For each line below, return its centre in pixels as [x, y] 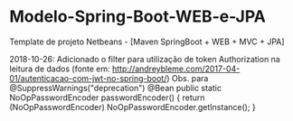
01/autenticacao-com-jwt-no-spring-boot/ [88, 78]
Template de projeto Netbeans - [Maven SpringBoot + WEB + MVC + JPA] [147, 42]
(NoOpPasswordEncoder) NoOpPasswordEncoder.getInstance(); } [132, 107]
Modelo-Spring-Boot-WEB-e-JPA [138, 17]
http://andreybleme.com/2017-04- [176, 69]
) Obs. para [188, 78]
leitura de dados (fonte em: [60, 69]
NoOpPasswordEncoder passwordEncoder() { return [107, 98]
